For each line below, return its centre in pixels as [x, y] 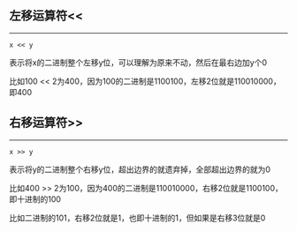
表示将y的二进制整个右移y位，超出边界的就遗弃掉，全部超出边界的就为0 [140, 169]
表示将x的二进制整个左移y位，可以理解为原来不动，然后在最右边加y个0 [138, 62]
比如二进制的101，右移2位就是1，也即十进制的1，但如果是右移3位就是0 [137, 218]
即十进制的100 [35, 199]
